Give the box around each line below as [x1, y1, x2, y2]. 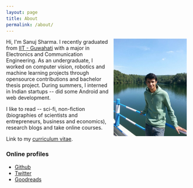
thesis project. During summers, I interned [6, 82, 108, 89]
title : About [6, 15, 38, 22]
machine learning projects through [6, 69, 89, 76]
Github [14, 163, 31, 170]
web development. [6, 94, 51, 102]
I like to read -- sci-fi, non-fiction [6, 106, 85, 113]
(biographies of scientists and [6, 112, 78, 119]
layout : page [6, 9, 38, 15]
